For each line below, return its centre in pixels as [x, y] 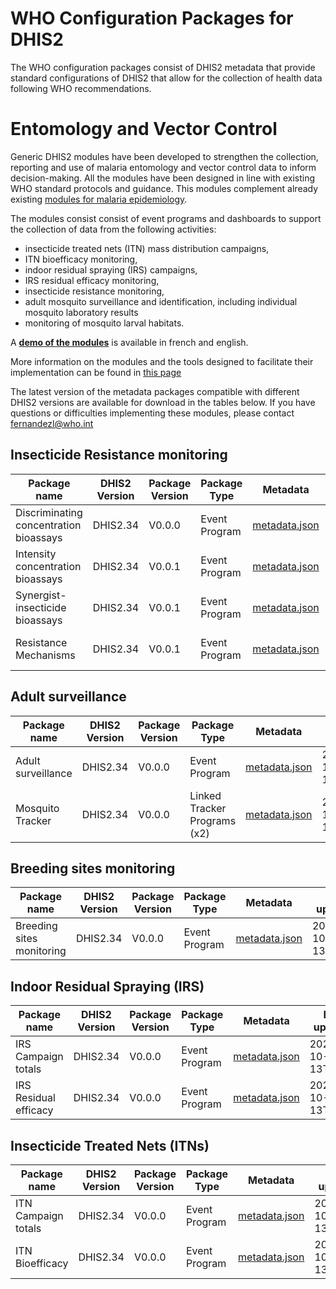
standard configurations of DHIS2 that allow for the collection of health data [166, 78]
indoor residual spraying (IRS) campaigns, [111, 269]
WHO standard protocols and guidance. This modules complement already [164, 188]
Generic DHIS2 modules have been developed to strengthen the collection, [164, 156]
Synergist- [41, 595]
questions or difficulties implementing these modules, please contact [152, 413]
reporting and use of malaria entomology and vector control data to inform [163, 167]
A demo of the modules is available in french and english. [129, 342]
